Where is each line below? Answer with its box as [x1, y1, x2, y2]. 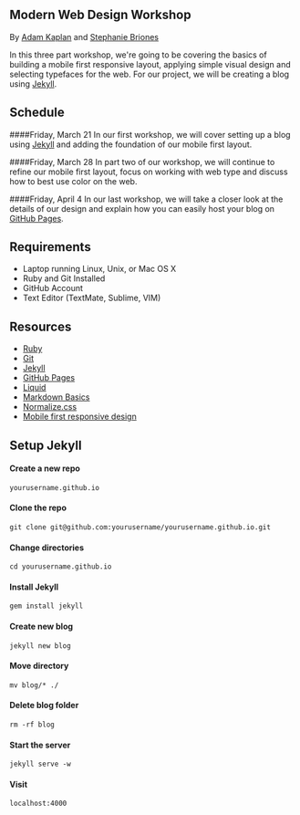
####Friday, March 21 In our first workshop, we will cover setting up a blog [9, 129, 291, 140]
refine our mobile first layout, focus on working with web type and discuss [9, 166, 289, 177]
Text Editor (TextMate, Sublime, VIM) [22, 292, 161, 304]
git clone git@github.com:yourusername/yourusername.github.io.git [9, 523, 272, 532]
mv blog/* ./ [9, 680, 59, 690]
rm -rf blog [9, 720, 55, 729]
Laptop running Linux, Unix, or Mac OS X [22, 264, 177, 275]
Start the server [9, 739, 71, 750]
